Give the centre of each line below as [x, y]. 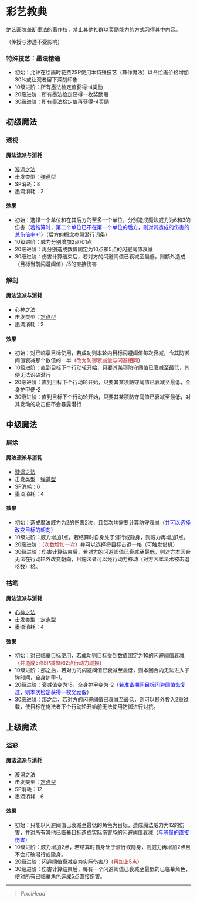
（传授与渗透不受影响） [34, 42]
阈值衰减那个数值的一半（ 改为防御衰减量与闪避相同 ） [79, 360]
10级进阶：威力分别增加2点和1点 [53, 241]
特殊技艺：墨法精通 [33, 58]
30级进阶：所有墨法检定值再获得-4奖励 [62, 102]
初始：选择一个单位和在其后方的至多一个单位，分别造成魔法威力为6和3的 [103, 220]
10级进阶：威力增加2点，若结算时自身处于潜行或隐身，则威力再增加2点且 [103, 847]
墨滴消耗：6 [29, 796]
